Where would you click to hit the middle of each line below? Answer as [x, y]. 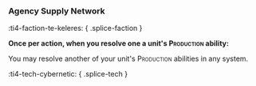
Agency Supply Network [57, 11]
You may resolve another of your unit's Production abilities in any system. [128, 59]
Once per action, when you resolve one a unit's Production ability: [119, 43]
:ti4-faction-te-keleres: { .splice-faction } [75, 28]
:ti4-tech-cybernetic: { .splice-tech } [68, 74]
